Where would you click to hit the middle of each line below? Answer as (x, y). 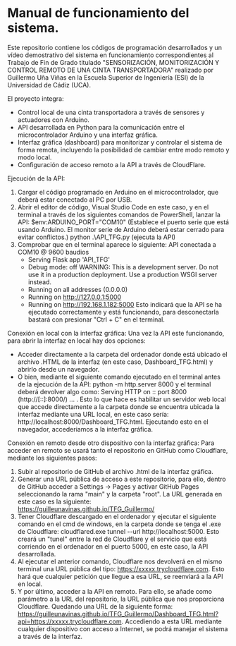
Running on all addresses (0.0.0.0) (78, 289)
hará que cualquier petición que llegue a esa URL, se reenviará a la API (120, 576)
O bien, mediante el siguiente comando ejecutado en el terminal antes (119, 377)
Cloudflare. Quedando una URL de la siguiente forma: (95, 606)
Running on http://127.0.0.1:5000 (75, 297)
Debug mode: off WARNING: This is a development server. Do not (123, 267)
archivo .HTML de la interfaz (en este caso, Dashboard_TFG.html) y (115, 362)
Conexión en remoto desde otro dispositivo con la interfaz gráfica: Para (111, 443)
